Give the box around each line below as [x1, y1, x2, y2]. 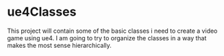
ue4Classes [7, 4, 77, 20]
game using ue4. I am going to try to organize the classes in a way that [7, 33, 207, 42]
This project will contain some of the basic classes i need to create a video [7, 27, 218, 35]
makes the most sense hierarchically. [7, 41, 112, 49]
